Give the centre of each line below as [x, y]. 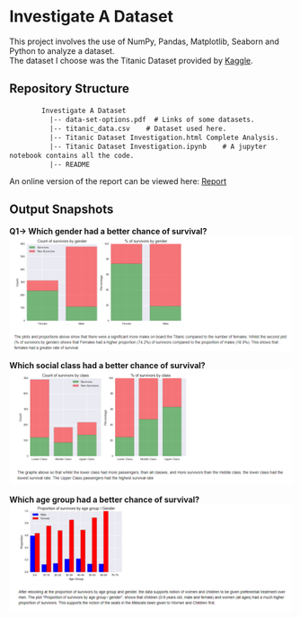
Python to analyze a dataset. [62, 50]
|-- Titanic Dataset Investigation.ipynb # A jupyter [158, 146]
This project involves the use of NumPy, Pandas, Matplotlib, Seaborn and [145, 41]
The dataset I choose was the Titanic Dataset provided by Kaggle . [131, 60]
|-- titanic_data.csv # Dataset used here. [138, 128]
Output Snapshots [62, 210]
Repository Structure [70, 88]
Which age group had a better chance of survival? [105, 499]
